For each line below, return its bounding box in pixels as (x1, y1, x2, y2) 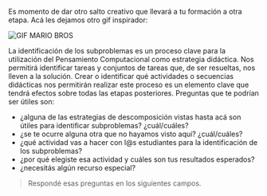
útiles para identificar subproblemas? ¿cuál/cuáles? (19, 121, 189, 130)
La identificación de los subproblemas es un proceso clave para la (8, 46, 226, 55)
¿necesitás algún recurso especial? (19, 163, 136, 172)
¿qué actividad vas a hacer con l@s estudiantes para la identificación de (19, 138, 258, 147)
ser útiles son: (8, 97, 54, 106)
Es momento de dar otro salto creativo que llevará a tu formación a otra (8, 7, 242, 16)
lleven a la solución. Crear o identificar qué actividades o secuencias (8, 72, 234, 80)
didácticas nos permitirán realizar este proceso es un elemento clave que (8, 80, 249, 89)
